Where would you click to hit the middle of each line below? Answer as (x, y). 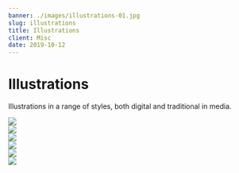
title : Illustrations (44, 30)
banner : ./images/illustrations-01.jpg (74, 15)
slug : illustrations (42, 23)
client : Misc (30, 38)
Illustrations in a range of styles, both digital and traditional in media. (120, 106)
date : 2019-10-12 (37, 45)
